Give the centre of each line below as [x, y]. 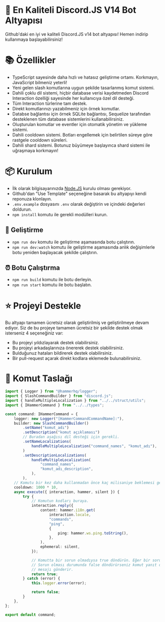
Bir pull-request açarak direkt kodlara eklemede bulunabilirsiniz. [77, 359]
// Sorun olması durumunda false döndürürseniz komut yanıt [94, 565]
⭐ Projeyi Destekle [43, 306]
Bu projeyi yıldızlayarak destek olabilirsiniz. [55, 343]
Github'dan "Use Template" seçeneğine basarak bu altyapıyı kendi [79, 194]
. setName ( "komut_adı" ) [46, 428]
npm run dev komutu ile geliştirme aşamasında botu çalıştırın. [73, 242]
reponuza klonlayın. [32, 198]
